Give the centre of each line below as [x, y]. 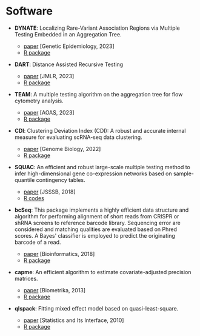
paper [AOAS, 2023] [49, 112]
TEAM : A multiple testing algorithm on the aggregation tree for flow [98, 94]
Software [29, 11]
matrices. [26, 278]
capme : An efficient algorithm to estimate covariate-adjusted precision [103, 272]
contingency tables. [61, 180]
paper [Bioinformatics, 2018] [59, 254]
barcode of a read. [38, 242]
